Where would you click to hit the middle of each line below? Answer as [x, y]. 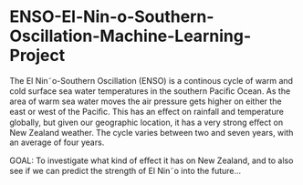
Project [37, 56]
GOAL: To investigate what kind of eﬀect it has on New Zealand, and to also [151, 160]
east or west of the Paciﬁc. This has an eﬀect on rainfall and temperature [147, 111]
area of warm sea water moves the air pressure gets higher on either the [146, 101]
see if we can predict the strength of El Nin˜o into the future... [125, 170]
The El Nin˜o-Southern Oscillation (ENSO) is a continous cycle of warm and [151, 80]
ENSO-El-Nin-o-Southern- [112, 17]
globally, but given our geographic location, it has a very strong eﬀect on [146, 122]
